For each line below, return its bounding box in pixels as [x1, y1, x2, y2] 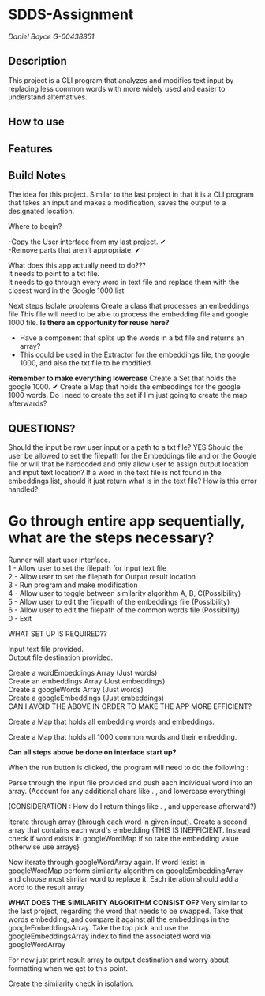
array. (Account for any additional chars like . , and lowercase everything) [8, 787, 247, 796]
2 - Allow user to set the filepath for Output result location [8, 572, 196, 582]
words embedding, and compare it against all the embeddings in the [8, 915, 230, 924]
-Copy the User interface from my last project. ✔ [8, 237, 166, 246]
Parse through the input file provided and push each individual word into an [8, 778, 253, 788]
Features [8, 142, 53, 155]
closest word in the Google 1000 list [8, 286, 125, 295]
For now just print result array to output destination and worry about [8, 955, 229, 964]
